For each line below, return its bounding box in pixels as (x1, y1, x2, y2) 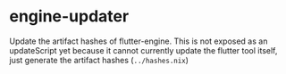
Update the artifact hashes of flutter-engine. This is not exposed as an (9, 36, 268, 46)
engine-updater (9, 6, 130, 27)
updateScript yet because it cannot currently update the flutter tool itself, (9, 45, 278, 55)
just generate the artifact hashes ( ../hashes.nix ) (9, 54, 189, 65)
